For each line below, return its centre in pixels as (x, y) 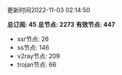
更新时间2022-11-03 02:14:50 (49, 10)
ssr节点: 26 (33, 39)
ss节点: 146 (33, 47)
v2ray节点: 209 (38, 56)
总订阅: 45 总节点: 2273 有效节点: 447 (61, 25)
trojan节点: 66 (37, 64)
